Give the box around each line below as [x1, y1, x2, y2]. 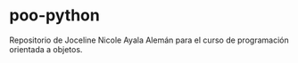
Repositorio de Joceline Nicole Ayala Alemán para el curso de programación [9, 35, 289, 45]
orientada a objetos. [9, 43, 83, 54]
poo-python [9, 5, 100, 26]
